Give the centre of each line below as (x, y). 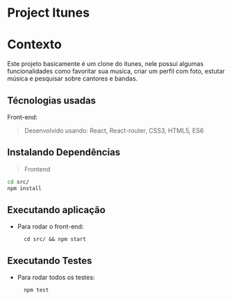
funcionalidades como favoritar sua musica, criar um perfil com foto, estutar (116, 72)
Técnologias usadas (51, 100)
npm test (36, 290)
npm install (24, 188)
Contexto (35, 45)
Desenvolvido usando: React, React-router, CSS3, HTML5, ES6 (114, 131)
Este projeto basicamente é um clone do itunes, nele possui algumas (105, 64)
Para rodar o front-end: (50, 226)
